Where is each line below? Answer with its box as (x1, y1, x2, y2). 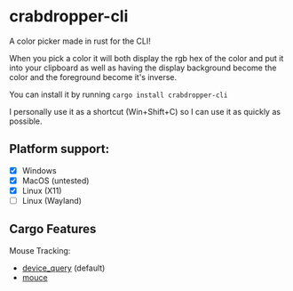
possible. (9, 116, 43, 126)
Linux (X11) (21, 185, 62, 196)
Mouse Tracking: (9, 245, 71, 255)
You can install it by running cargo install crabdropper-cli (9, 89, 228, 100)
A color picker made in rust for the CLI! (9, 36, 151, 46)
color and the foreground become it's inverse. (9, 71, 178, 82)
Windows (21, 165, 57, 175)
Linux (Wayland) (21, 195, 83, 206)
